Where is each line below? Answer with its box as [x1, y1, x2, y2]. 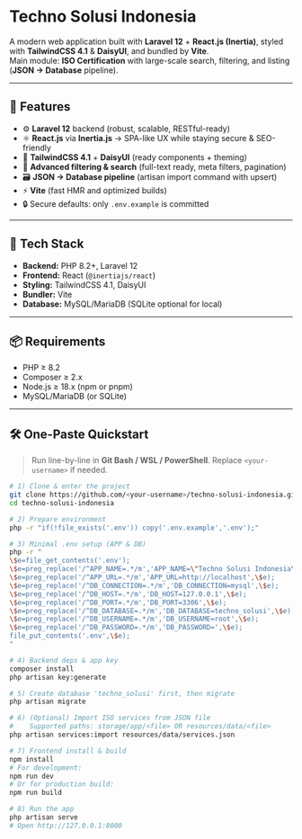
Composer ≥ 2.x [22, 371, 83, 383]
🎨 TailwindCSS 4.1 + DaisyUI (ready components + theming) [22, 151, 247, 163]
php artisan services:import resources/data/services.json [9, 730, 235, 739]
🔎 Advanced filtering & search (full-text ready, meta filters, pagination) [22, 161, 287, 172]
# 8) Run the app [9, 805, 75, 814]
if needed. [70, 465, 108, 476]
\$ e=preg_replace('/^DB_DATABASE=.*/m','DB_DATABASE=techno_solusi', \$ [9, 606, 283, 615]
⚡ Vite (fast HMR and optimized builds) [22, 184, 168, 195]
